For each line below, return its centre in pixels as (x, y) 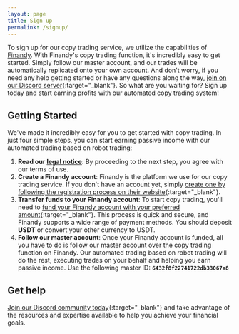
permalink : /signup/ (38, 27)
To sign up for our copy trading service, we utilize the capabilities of (107, 48)
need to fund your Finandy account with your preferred (99, 207)
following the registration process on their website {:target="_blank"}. (119, 192)
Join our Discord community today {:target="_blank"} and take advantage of (119, 307)
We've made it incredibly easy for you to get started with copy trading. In (115, 133)
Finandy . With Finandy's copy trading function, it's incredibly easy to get (114, 55)
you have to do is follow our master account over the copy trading (115, 245)
